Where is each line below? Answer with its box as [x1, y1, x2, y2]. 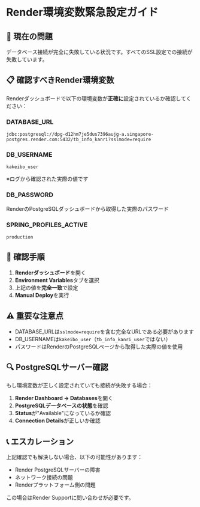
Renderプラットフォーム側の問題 [14, 481, 96, 488]
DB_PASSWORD [6, 190, 54, 199]
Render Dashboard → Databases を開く [14, 395, 114, 402]
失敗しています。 [6, 56, 48, 63]
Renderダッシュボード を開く [14, 269, 86, 276]
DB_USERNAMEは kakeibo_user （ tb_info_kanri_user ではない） [14, 335, 171, 342]
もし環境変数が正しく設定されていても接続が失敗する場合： [6, 382, 153, 389]
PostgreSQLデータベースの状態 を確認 [14, 402, 108, 409]
